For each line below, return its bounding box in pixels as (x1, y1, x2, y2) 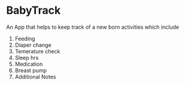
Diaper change (14, 41, 52, 48)
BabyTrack (6, 4, 61, 17)
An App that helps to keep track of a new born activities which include (6, 23, 180, 31)
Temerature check (14, 47, 60, 54)
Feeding (14, 35, 35, 42)
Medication (14, 60, 43, 68)
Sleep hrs (14, 54, 39, 61)
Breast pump (14, 66, 47, 74)
